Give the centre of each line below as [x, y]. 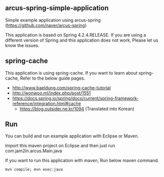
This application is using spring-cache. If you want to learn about [71, 73]
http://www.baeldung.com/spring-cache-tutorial [61, 88]
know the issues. [22, 45]
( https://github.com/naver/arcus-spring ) [46, 25]
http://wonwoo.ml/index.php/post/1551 [51, 93]
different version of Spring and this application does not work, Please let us [82, 40]
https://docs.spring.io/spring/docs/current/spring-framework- [76, 98]
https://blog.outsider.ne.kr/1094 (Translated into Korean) [77, 109]
